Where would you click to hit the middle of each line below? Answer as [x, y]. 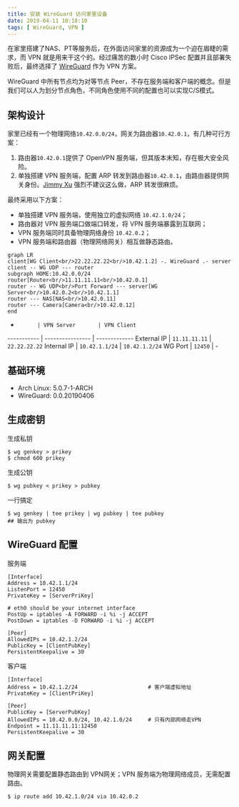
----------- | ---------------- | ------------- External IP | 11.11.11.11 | [110, 339]
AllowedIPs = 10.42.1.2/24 [47, 639]
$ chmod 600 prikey [36, 458]
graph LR [20, 255]
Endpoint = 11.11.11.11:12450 [52, 726]
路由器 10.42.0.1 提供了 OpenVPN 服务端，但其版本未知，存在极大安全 [120, 158]
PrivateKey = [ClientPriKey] [51, 693]
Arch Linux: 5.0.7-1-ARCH [55, 388]
